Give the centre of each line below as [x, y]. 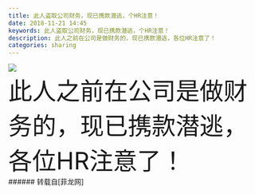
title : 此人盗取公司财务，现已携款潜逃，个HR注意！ [84, 16]
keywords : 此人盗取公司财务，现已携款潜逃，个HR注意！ [89, 30]
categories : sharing [43, 46]
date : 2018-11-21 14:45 [48, 23]
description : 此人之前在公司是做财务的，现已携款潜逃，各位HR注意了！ [112, 38]
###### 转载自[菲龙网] [46, 182]
